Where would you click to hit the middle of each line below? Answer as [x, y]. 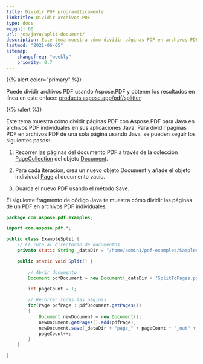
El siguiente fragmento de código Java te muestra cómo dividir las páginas [99, 200]
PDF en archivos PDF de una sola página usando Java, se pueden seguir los [101, 134]
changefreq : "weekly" [44, 57]
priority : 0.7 [35, 62]
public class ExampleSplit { [43, 239]
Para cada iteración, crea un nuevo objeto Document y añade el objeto [103, 170]
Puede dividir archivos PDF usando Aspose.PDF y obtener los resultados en [101, 91]
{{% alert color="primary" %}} [44, 80]
